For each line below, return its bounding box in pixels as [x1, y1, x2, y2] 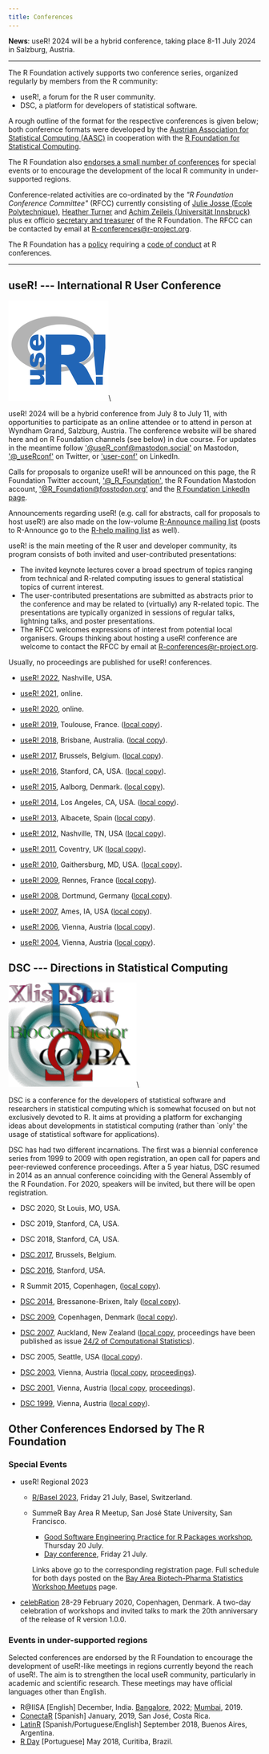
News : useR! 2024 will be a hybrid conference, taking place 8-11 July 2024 [8, 36, 256, 46]
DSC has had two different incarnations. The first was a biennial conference [8, 1145, 259, 1155]
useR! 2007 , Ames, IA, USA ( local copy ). [19, 906, 152, 916]
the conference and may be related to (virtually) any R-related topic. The [19, 599, 259, 609]
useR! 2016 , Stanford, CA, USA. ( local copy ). [19, 767, 167, 776]
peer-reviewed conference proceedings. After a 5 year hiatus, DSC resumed [8, 1162, 260, 1172]
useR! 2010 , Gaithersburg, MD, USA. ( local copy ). [19, 860, 183, 869]
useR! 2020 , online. [19, 704, 84, 714]
